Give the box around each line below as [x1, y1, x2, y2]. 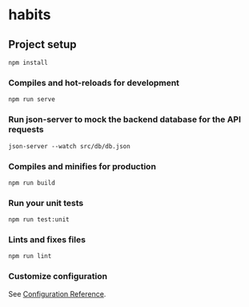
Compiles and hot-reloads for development [8, 77, 180, 88]
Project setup [8, 38, 78, 51]
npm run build [8, 179, 56, 187]
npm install [8, 59, 48, 67]
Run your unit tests [8, 197, 84, 208]
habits [8, 6, 51, 24]
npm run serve [8, 95, 56, 103]
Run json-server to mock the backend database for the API [8, 114, 242, 125]
